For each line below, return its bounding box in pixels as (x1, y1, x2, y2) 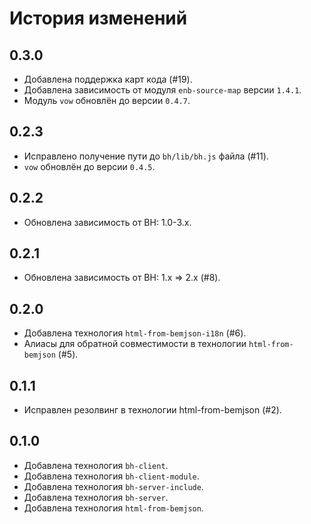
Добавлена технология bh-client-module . (23, 470, 200, 482)
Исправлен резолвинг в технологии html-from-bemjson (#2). (23, 404, 282, 416)
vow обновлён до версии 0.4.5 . (23, 160, 156, 172)
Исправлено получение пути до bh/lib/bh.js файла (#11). (23, 150, 269, 162)
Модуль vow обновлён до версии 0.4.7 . (23, 95, 191, 106)
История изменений (9, 7, 188, 30)
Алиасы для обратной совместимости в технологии (23, 338, 247, 350)
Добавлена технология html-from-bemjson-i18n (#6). (23, 327, 247, 339)
